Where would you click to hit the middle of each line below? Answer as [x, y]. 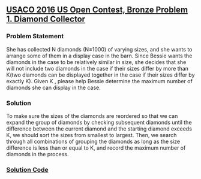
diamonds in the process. [37, 154]
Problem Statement [35, 37]
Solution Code [28, 169]
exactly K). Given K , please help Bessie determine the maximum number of [100, 81]
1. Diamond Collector [46, 19]
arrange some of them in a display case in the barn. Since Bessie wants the [99, 56]
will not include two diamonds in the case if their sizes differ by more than [97, 68]
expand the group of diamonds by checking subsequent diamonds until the [99, 122]
